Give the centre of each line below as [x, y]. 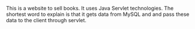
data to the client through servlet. [46, 20]
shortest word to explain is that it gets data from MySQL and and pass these [98, 14]
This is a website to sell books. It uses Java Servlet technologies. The [90, 8]
